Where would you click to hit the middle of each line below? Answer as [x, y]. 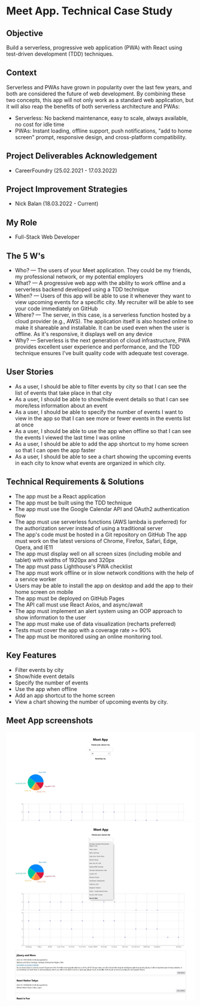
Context [22, 73]
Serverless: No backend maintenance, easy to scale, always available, [101, 118]
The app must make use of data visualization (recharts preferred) [95, 624]
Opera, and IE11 [34, 547]
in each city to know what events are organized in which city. [90, 463]
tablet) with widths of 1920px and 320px [65, 560]
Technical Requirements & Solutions [75, 482]
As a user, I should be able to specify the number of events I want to [99, 412]
